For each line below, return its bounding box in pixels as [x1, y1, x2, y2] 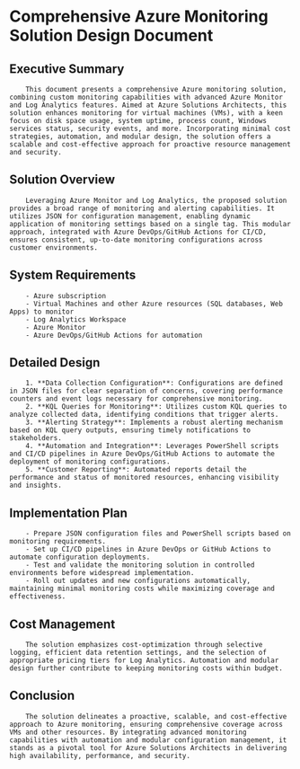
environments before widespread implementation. [9, 569, 195, 578]
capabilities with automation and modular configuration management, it [9, 735, 287, 745]
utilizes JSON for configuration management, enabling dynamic [9, 211, 251, 221]
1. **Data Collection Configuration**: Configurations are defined [25, 379, 283, 388]
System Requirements [9, 268, 137, 283]
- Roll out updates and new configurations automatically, [25, 577, 251, 586]
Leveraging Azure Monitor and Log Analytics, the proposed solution [25, 196, 287, 205]
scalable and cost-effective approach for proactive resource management [9, 140, 292, 149]
